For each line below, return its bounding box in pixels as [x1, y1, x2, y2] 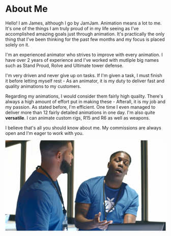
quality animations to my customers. [5, 83, 81, 89]
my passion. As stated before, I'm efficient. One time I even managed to [5, 104, 156, 110]
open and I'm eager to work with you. [5, 130, 84, 136]
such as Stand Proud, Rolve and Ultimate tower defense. [5, 62, 124, 68]
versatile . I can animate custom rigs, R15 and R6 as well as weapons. [5, 114, 150, 121]
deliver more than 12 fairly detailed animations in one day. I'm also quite [5, 109, 155, 115]
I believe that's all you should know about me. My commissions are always [5, 125, 161, 131]
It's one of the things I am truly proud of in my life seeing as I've [5, 25, 139, 31]
